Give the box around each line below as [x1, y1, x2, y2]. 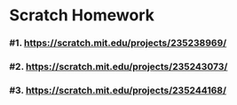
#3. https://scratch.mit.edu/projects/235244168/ [9, 84, 227, 96]
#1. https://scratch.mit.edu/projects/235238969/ [9, 37, 227, 49]
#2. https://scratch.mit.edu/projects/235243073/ [9, 61, 228, 73]
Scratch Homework [9, 5, 155, 26]
